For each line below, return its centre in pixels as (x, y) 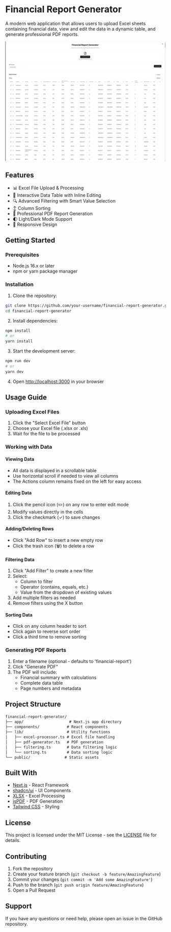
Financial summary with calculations (58, 677)
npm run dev (18, 361)
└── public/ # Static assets (52, 757)
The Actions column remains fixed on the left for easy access (77, 481)
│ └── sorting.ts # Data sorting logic (59, 752)
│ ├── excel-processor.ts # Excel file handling (60, 737)
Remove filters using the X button (48, 603)
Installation (20, 284)
